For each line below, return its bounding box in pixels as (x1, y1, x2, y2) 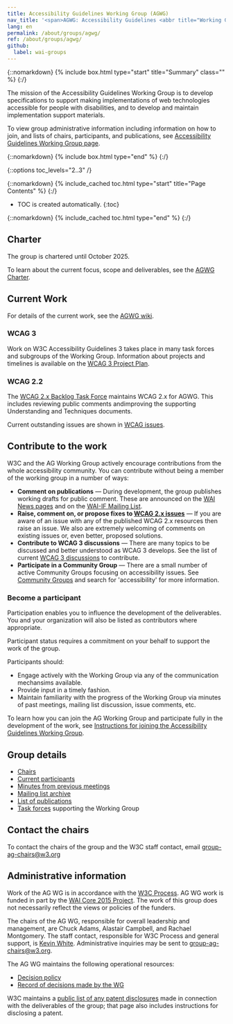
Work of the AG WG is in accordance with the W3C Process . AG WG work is (7, 889, 224, 897)
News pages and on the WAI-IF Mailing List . (17, 502, 143, 510)
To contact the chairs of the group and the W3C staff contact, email (7, 842, 200, 851)
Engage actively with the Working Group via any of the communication (17, 671, 219, 680)
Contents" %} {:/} (7, 187, 58, 195)
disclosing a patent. (7, 1009, 64, 1017)
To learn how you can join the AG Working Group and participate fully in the (7, 714, 223, 722)
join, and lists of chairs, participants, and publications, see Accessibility (7, 131, 212, 139)
